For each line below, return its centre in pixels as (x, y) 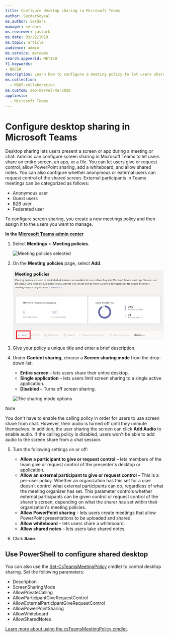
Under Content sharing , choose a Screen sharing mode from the (80, 358)
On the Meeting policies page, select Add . (57, 263)
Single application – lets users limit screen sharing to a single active (91, 378)
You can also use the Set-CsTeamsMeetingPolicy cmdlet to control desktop (83, 566)
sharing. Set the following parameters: (45, 571)
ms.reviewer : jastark (28, 32)
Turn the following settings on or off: (50, 450)
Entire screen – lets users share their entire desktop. (74, 373)
